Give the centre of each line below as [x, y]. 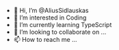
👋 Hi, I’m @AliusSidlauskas [51, 10]
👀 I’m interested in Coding [50, 18]
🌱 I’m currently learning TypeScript [63, 25]
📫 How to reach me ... [45, 40]
